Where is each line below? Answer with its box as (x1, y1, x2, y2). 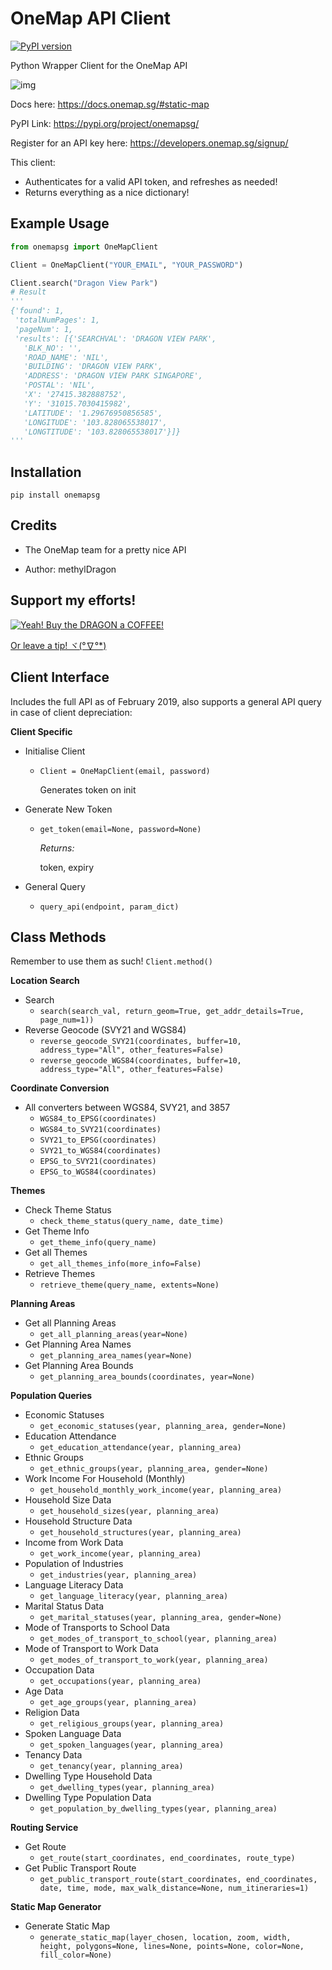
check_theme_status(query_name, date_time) (39, 1217, 225, 1227)
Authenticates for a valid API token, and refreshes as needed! (24, 175, 278, 187)
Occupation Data (24, 1664, 95, 1676)
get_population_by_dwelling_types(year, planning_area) (39, 1804, 278, 1814)
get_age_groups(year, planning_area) (39, 1698, 198, 1708)
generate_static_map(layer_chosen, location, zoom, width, (39, 1933, 292, 1943)
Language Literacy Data (24, 1579, 124, 1591)
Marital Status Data (24, 1600, 105, 1612)
